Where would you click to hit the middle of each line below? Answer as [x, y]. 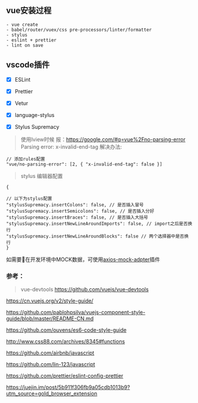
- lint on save [25, 45]
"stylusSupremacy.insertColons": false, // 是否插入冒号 [75, 205]
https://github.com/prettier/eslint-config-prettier [65, 376]
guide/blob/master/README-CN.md [50, 318]
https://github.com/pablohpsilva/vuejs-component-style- [76, 313]
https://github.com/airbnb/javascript [50, 353]
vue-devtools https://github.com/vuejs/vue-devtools [85, 290]
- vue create [22, 25]
